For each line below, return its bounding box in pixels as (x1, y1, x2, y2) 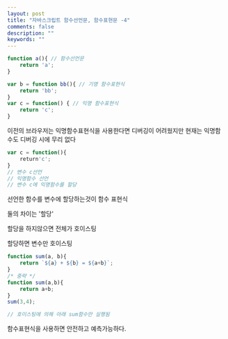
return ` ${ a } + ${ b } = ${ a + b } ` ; (19, 260, 113, 267)
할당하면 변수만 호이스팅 (7, 239, 73, 248)
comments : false (7, 23, 54, 30)
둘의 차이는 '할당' (7, 210, 54, 218)
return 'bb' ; (19, 87, 58, 94)
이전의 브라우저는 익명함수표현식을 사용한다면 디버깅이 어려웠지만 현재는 (7, 127, 203, 134)
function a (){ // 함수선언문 (7, 55, 85, 63)
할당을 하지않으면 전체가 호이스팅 (7, 224, 97, 233)
